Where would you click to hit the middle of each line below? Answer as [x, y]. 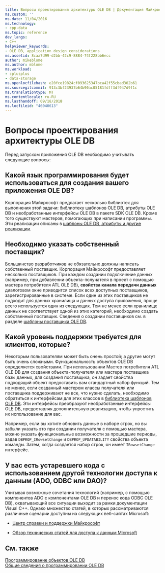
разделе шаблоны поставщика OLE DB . [46, 322]
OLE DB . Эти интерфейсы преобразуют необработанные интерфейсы [78, 404]
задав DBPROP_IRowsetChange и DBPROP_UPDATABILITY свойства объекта [77, 439]
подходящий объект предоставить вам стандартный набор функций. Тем [82, 383]
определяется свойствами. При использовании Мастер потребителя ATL [82, 367]
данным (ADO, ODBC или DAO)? [56, 481]
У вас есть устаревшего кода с [55, 465]
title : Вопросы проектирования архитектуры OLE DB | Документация [74, 10]
